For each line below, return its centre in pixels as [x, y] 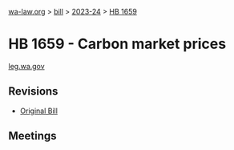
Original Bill [39, 111]
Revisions [33, 91]
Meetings [33, 136]
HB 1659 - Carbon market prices [117, 44]
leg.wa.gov [27, 66]
